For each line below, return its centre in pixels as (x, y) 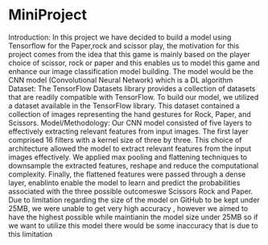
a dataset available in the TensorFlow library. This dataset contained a (124, 106)
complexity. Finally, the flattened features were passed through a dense (127, 174)
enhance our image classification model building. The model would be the (131, 71)
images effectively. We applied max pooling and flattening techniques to (128, 157)
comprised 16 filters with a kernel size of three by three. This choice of (126, 139)
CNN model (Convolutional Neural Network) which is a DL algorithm (121, 80)
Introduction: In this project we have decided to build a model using (120, 37)
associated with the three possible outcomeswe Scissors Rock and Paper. (131, 191)
